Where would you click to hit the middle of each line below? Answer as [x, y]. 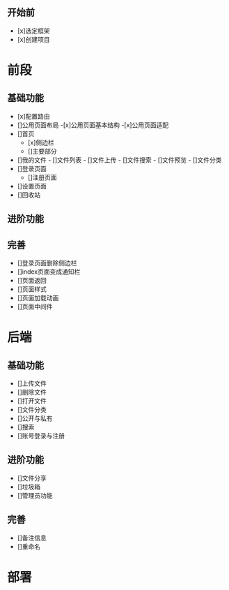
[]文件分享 [32, 478]
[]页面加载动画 [38, 298]
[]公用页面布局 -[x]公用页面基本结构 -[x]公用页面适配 [93, 125]
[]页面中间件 [35, 307]
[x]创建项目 [33, 39]
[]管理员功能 [35, 495]
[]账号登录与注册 [41, 436]
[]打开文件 [32, 401]
